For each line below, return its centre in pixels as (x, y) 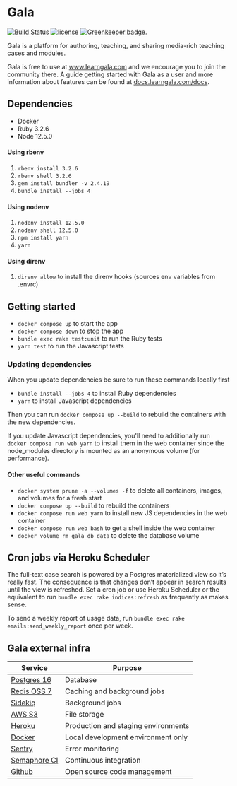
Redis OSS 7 (32, 691)
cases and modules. (37, 53)
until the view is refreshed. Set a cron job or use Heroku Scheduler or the (114, 589)
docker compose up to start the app (68, 324)
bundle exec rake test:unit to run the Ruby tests (90, 339)
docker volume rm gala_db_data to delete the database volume (108, 535)
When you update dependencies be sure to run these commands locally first (119, 380)
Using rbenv (26, 152)
